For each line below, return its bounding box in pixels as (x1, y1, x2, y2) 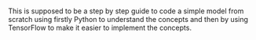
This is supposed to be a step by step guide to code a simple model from (8, 6, 244, 16)
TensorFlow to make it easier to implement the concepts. (8, 23, 192, 33)
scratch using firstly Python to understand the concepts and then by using (8, 15, 249, 24)
